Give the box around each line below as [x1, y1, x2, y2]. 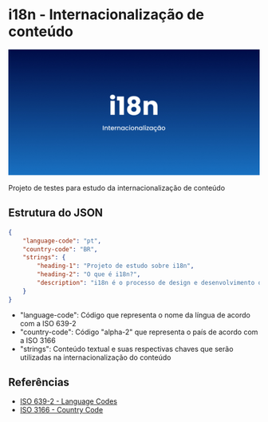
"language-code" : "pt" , [22, 237, 102, 245]
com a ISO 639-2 [19, 318, 77, 328]
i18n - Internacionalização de [8, 6, 205, 24]
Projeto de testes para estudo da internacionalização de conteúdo [8, 183, 226, 192]
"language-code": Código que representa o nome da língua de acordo [19, 310, 251, 320]
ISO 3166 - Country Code [19, 405, 104, 415]
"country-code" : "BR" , [22, 245, 98, 253]
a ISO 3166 [19, 335, 56, 345]
